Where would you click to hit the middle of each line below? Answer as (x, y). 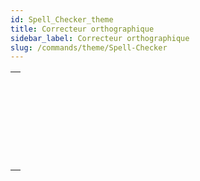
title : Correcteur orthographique (82, 29)
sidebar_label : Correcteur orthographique (100, 38)
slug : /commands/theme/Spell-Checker (89, 47)
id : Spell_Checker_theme (62, 19)
